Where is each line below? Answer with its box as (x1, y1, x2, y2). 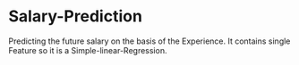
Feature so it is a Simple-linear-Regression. (8, 45, 167, 55)
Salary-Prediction (8, 6, 142, 27)
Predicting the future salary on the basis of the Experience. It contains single (8, 36, 291, 46)
